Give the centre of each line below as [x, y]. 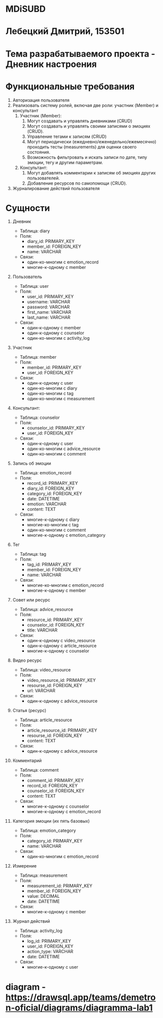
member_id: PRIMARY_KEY [54, 368]
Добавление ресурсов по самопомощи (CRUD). [77, 183]
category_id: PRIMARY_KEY [55, 841]
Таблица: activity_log [41, 931]
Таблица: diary [35, 231]
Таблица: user [34, 286]
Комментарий [27, 760]
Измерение [25, 866]
